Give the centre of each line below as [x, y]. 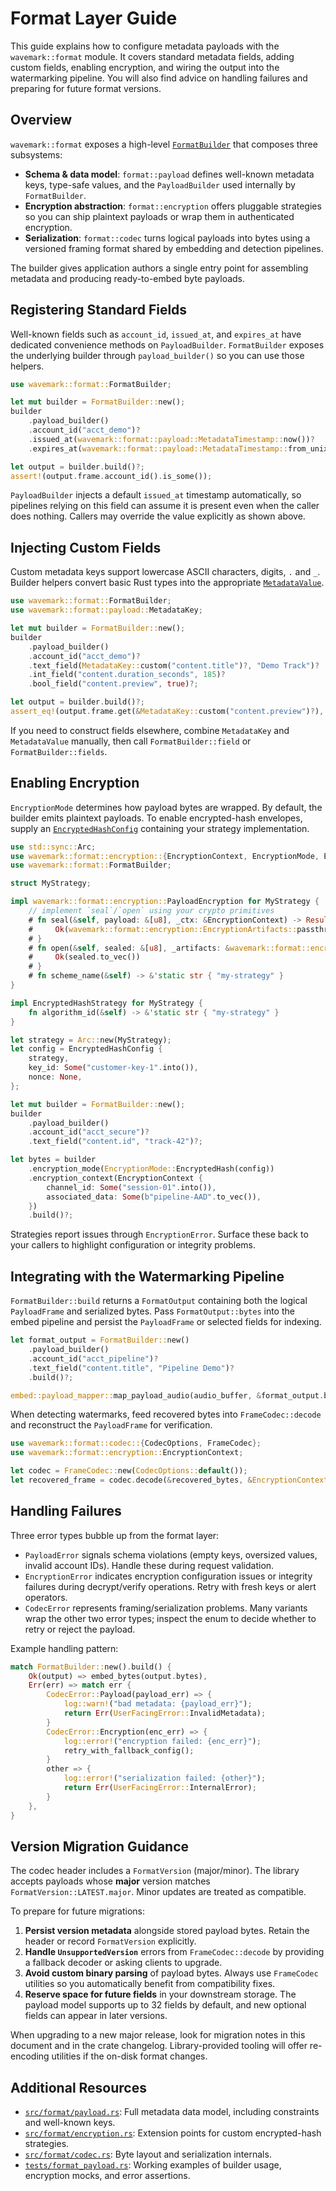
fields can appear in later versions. [96, 2016]
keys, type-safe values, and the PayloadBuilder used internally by [160, 184]
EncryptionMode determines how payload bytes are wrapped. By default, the [166, 807]
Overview [41, 120]
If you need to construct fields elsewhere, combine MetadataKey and [150, 730]
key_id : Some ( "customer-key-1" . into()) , [113, 1068]
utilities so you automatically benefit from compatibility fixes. [150, 1984]
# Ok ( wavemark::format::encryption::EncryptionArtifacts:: [163, 929]
